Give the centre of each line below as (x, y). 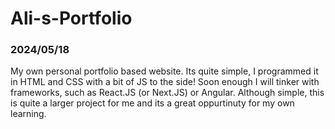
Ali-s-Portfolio (71, 18)
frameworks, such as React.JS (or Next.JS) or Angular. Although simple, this (167, 93)
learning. (28, 114)
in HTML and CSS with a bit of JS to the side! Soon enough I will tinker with (165, 82)
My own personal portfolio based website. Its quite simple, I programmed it (164, 71)
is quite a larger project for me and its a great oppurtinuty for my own (152, 103)
